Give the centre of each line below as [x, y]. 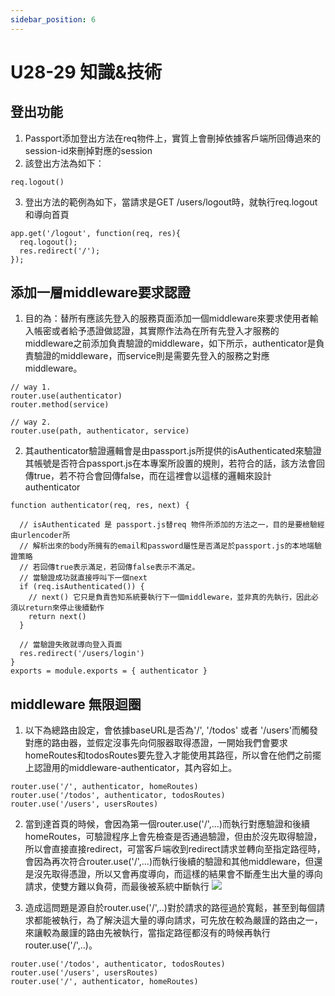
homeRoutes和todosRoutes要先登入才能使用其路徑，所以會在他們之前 [168, 755]
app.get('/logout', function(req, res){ [96, 233]
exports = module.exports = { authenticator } [109, 671]
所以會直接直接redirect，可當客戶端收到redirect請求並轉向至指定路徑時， [175, 849]
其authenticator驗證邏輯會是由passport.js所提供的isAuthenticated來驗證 [173, 451]
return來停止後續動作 [64, 608]
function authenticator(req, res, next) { [100, 506]
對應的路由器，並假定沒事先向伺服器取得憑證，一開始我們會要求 [156, 743]
